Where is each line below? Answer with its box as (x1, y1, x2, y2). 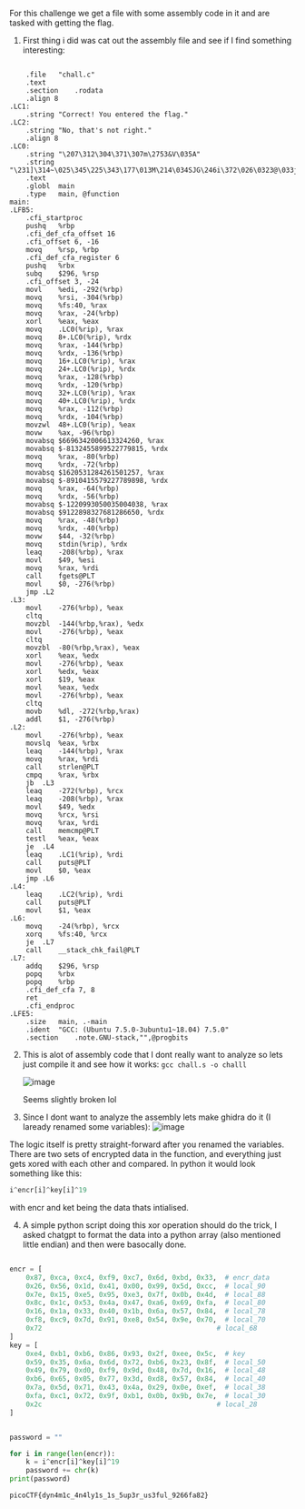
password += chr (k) (25, 1466, 100, 1475)
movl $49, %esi (25, 556, 95, 565)
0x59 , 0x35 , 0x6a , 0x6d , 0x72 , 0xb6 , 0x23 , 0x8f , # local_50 (25, 1357, 266, 1367)
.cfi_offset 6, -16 (25, 237, 100, 246)
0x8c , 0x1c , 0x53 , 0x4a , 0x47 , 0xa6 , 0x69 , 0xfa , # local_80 (25, 1298, 266, 1308)
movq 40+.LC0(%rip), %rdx (25, 397, 136, 406)
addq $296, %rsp (25, 961, 100, 971)
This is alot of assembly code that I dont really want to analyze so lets (22, 1050, 283, 1060)
